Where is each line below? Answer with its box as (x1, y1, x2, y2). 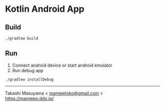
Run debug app (12, 67, 44, 73)
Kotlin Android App (5, 3, 84, 15)
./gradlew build (5, 36, 38, 41)
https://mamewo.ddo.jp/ (5, 95, 54, 101)
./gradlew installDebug (5, 77, 54, 82)
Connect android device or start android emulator (12, 62, 113, 68)
